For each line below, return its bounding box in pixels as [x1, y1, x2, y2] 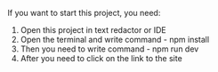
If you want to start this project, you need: [7, 8, 161, 18]
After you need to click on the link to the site [20, 53, 182, 63]
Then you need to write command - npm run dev [20, 44, 199, 54]
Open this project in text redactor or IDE [20, 25, 166, 35]
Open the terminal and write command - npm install [20, 35, 210, 44]
